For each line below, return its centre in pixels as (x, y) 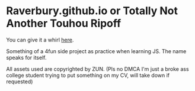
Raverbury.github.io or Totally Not (92, 11)
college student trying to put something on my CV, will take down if (88, 75)
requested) (20, 82)
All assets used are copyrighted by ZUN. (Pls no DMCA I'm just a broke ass (97, 69)
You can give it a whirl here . (40, 40)
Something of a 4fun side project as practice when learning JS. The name (96, 51)
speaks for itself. (26, 57)
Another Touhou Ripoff (64, 23)
